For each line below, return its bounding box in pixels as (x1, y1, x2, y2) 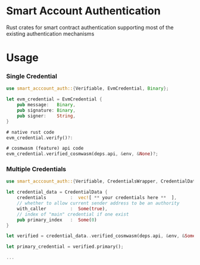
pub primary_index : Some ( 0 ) (17, 217, 97, 223)
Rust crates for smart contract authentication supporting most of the (6, 24, 174, 31)
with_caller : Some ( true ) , (17, 206, 108, 212)
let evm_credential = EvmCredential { (6, 96, 102, 102)
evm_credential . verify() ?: (6, 135, 73, 141)
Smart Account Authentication (6, 4, 161, 18)
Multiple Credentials (6, 165, 67, 173)
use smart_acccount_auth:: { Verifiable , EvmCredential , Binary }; (6, 86, 169, 92)
